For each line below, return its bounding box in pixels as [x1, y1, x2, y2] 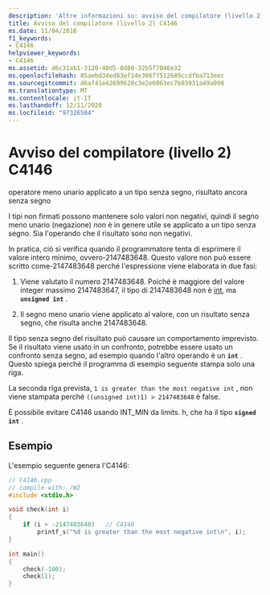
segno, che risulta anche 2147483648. [19, 318, 148, 327]
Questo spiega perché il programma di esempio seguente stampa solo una [8, 359, 256, 368]
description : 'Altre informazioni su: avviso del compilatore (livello [8, 11, 253, 20]
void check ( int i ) [8, 506, 70, 514]
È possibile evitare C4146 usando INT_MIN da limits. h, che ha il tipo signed [8, 407, 256, 416]
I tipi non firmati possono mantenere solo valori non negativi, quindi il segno [8, 211, 260, 221]
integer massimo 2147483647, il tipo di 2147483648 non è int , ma [19, 285, 237, 294]
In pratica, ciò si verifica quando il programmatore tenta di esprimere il [8, 244, 241, 253]
